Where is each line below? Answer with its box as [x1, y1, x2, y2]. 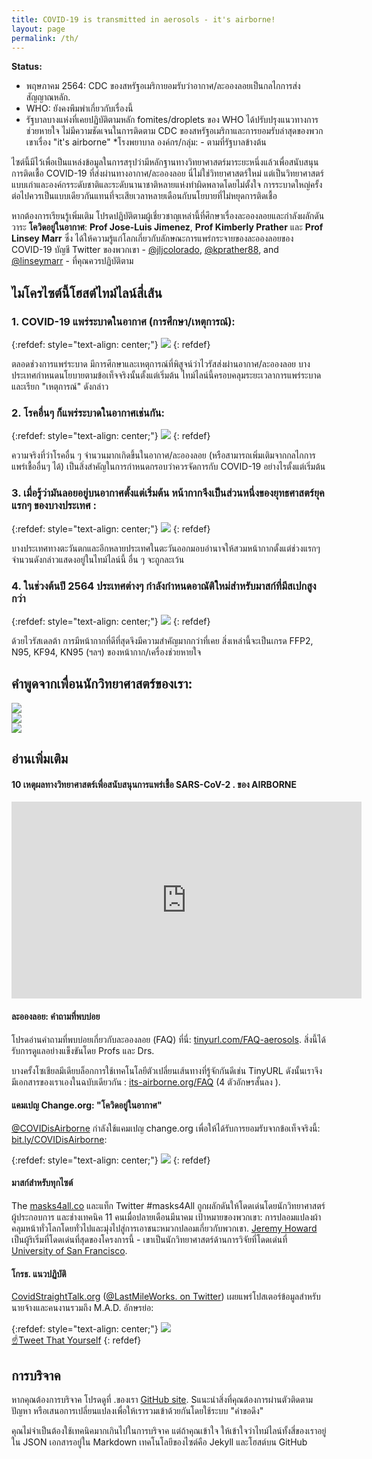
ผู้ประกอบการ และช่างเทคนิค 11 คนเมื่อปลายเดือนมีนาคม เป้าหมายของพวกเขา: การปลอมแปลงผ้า [11, 1211, 322, 1223]
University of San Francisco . [11, 1244, 128, 1256]
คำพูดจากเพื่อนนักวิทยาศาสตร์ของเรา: [11, 676, 193, 693]
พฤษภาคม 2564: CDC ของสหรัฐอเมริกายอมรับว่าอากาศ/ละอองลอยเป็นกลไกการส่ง [25, 80, 301, 92]
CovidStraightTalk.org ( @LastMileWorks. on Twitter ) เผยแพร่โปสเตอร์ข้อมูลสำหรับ [11, 1291, 321, 1303]
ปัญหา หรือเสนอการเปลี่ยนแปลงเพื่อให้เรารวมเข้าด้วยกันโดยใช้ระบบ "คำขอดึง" [11, 1404, 264, 1416]
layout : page [11, 24, 66, 34]
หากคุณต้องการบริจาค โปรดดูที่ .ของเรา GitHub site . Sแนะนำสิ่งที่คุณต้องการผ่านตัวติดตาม [11, 1393, 314, 1405]
